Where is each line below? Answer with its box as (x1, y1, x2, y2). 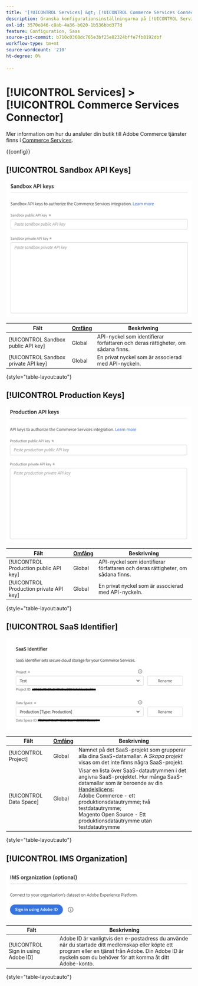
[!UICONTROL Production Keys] (6, 390, 125, 400)
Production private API (8, 585, 64, 592)
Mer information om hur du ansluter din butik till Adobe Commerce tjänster (6, 130, 187, 137)
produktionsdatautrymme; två (78, 798, 150, 805)
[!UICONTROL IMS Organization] (6, 854, 128, 864)
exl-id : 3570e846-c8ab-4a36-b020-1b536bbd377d (6, 22, 123, 28)
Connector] (6, 110, 64, 124)
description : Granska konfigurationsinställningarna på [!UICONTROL (6, 15, 178, 22)
